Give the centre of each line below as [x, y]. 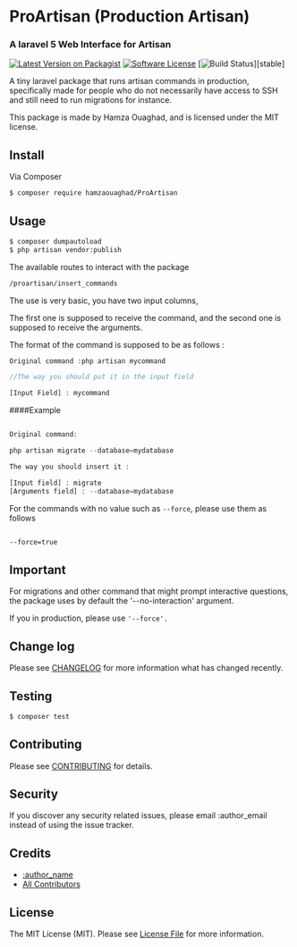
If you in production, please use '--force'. [89, 618]
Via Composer [36, 177]
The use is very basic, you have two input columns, [104, 300]
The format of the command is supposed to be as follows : [117, 344]
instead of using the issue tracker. [72, 825]
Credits [30, 853]
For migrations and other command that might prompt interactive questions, [149, 591]
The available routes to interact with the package [99, 266]
